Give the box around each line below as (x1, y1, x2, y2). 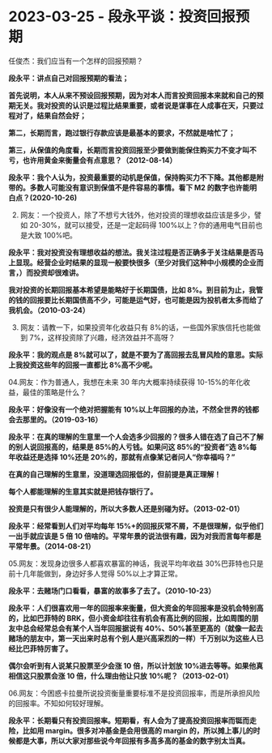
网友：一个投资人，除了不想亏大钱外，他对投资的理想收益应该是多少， (19, 210, 255, 220)
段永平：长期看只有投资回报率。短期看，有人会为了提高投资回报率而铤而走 (8, 715, 257, 725)
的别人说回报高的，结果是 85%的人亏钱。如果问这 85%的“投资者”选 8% (8, 442, 250, 451)
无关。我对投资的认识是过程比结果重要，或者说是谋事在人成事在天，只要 (15, 101, 257, 110)
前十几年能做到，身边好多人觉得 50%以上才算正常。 (8, 568, 182, 578)
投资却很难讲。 (32, 267, 83, 277)
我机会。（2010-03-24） (8, 305, 91, 314)
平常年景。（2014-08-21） (8, 541, 96, 551)
